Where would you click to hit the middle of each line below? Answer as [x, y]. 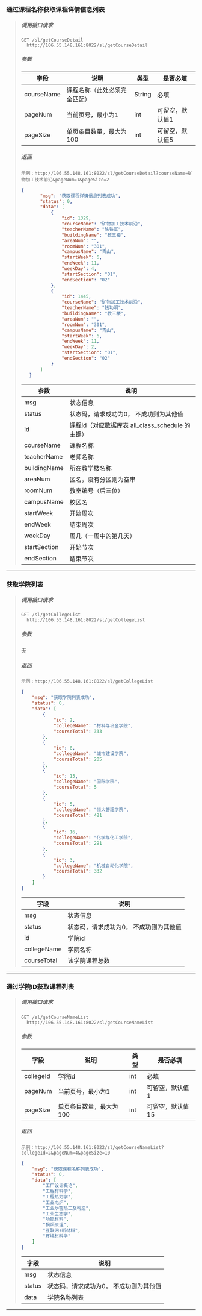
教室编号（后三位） [97, 490]
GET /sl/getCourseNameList [55, 1017]
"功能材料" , [56, 1219]
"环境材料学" [57, 1236]
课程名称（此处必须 [94, 90]
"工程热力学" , [58, 1197]
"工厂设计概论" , [60, 1186]
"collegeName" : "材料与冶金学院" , [93, 725]
